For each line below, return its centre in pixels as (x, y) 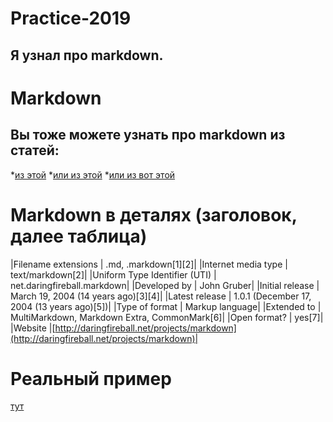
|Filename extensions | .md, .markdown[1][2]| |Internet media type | (149, 264)
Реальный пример (91, 378)
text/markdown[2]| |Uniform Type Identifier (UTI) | (113, 274)
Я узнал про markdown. (87, 55)
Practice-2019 (71, 18)
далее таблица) (79, 236)
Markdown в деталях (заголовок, (154, 214)
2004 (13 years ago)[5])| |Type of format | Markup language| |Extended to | (166, 306)
